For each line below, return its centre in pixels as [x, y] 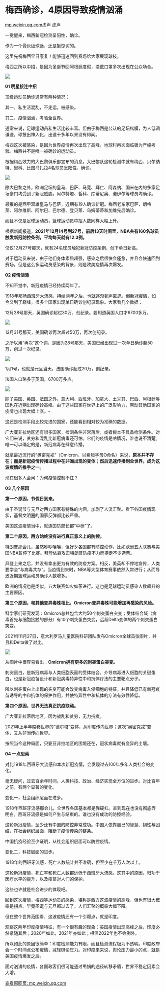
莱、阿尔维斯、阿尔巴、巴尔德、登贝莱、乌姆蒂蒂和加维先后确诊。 [72, 210]
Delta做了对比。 [30, 642]
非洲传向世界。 [37, 733]
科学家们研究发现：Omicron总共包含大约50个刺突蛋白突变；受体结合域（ [79, 613]
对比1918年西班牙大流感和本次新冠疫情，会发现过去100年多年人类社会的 [78, 764]
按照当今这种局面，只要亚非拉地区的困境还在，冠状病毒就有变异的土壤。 [78, 743]
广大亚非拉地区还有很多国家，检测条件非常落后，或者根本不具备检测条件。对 [82, 432]
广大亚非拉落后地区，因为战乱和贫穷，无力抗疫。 [55, 716]
